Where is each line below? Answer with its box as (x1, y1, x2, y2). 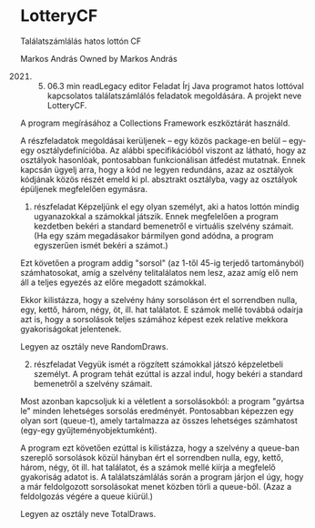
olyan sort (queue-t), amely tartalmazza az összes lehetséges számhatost (20, 415, 298, 426)
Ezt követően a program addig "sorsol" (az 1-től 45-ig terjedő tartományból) (20, 257, 305, 269)
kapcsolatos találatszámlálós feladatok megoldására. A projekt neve (46, 90, 302, 101)
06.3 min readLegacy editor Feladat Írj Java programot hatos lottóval (46, 80, 304, 91)
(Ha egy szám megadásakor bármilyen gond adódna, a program (33, 229, 274, 241)
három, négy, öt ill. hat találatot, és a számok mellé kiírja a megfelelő (20, 462, 277, 472)
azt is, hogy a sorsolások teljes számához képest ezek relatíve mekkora (20, 313, 289, 324)
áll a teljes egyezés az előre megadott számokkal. (20, 277, 207, 288)
